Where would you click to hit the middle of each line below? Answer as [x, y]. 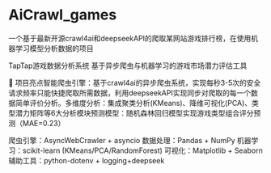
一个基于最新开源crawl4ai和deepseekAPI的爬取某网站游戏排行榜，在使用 [130, 38]
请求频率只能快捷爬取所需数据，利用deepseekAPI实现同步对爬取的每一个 [130, 93]
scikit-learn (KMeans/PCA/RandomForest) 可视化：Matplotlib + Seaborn [142, 150]
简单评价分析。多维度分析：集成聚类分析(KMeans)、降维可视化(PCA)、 [133, 103]
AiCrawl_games [63, 15]
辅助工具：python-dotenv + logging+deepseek [87, 160]
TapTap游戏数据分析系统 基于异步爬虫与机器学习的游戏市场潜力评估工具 [128, 65]
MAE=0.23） [44, 123]
